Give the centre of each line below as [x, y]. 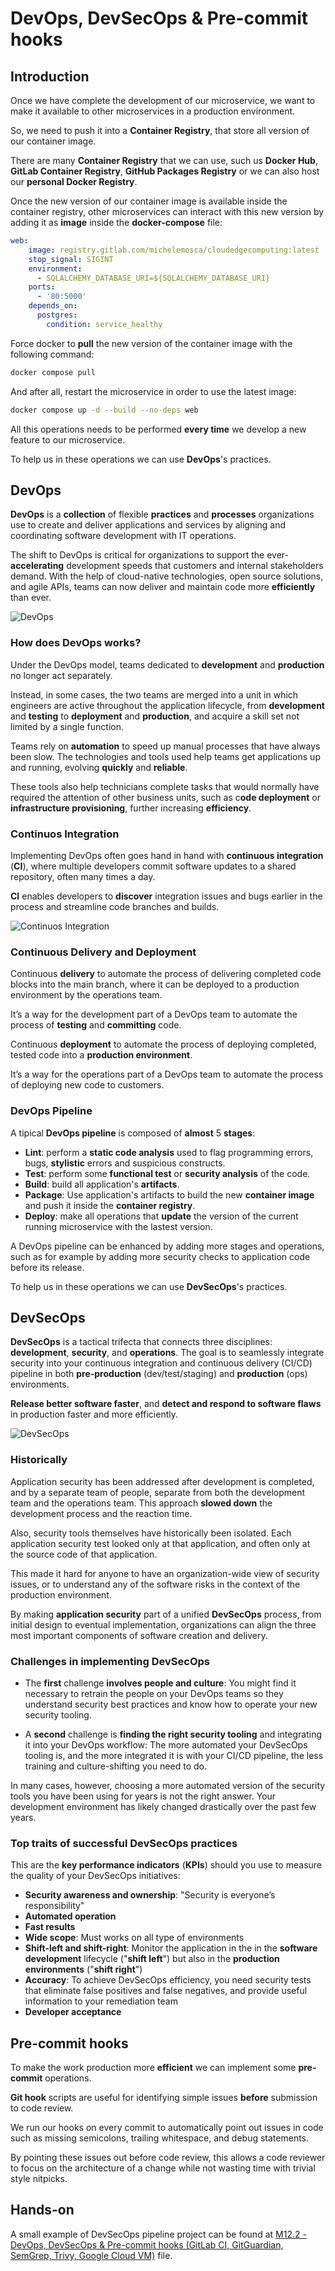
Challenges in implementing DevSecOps [110, 1661]
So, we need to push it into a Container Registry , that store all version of [160, 130]
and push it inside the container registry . [110, 1205]
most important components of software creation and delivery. [139, 1635]
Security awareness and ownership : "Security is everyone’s [150, 1895]
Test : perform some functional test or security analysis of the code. [167, 1173]
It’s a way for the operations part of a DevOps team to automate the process [167, 1074]
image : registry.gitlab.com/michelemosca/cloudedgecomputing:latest [174, 250]
